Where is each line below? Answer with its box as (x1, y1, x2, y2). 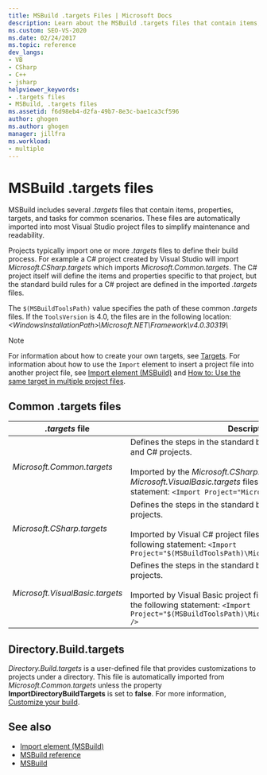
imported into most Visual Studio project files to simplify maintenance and (8, 222, 250, 231)
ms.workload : (8, 137, 52, 145)
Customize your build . (8, 697, 80, 707)
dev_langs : (8, 48, 44, 56)
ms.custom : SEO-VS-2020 (8, 26, 87, 34)
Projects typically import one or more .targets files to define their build (8, 246, 238, 255)
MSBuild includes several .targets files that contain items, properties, (8, 205, 234, 215)
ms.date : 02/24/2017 (8, 33, 77, 42)
